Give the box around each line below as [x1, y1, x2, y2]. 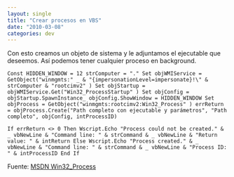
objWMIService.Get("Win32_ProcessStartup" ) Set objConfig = [7, 88, 190, 96]
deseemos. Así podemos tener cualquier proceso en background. [7, 57, 197, 65]
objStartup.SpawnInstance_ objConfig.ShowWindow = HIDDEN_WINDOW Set [7, 95, 215, 102]
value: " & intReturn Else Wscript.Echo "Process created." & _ [7, 138, 199, 145]
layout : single [7, 10, 52, 18]
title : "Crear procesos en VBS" [7, 17, 102, 24]
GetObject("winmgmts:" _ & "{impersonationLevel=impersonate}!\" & [7, 77, 209, 84]
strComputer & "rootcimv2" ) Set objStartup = [7, 82, 146, 90]
